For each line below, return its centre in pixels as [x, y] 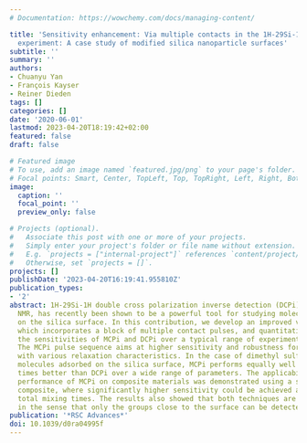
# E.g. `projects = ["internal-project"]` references [118, 254]
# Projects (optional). [55, 229]
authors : [26, 69]
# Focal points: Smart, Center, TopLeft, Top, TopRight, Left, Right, [147, 178]
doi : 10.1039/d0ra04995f [57, 424]
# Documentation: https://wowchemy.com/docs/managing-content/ [132, 18]
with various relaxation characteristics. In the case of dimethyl [149, 356]
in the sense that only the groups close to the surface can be [143, 407]
